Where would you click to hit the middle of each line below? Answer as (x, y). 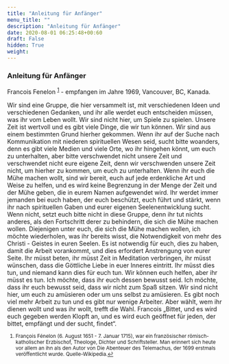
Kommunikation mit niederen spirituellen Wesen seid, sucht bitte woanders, (113, 141)
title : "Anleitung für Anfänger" (55, 13)
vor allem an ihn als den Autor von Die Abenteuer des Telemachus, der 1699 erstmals (116, 348)
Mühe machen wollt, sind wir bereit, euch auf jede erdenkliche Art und (106, 178)
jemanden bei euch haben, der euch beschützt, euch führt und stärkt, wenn (114, 199)
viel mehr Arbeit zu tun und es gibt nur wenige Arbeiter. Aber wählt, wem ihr (114, 302)
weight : (18, 52)
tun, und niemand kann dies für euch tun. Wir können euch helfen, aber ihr (112, 272)
